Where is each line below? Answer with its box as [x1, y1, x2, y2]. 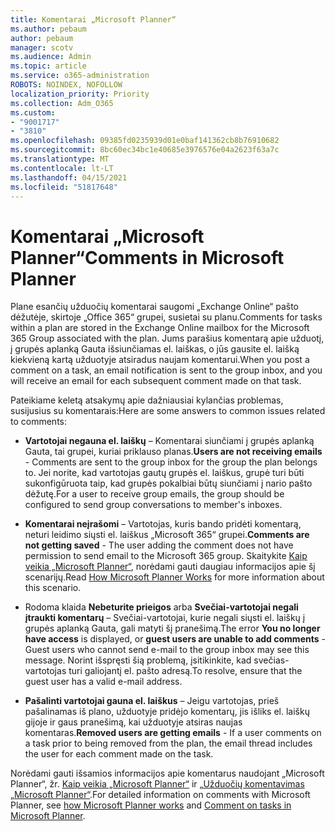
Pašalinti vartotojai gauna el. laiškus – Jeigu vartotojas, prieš [24, 695, 280, 707]
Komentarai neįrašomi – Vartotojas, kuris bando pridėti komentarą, [24, 518, 302, 530]
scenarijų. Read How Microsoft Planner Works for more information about [24, 571, 325, 583]
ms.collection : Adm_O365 [10, 98, 114, 108]
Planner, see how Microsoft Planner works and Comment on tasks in [10, 799, 292, 811]
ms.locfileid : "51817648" [10, 182, 118, 192]
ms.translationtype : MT [10, 154, 110, 164]
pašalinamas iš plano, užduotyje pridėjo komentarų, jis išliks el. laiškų [24, 706, 310, 718]
